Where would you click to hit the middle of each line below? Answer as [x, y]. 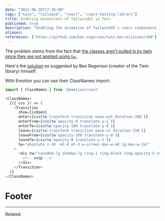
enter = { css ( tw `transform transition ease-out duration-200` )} [83, 117]
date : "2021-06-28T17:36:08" [35, 10]
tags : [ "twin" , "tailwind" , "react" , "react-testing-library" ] [71, 14]
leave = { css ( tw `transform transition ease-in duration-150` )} [82, 130]
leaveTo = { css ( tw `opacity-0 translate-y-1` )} [64, 140]
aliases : [14, 32]
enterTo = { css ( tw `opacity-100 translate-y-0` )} [67, 126]
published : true [22, 23]
